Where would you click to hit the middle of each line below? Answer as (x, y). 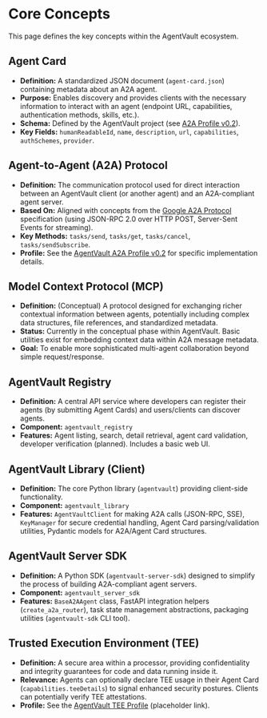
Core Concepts (59, 14)
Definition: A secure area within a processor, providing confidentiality (135, 663)
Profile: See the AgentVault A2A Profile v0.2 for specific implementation (139, 252)
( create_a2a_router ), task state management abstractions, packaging (134, 609)
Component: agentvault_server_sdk (80, 592)
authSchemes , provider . (57, 140)
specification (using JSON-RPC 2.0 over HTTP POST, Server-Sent (129, 219)
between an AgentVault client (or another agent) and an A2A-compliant (137, 193)
